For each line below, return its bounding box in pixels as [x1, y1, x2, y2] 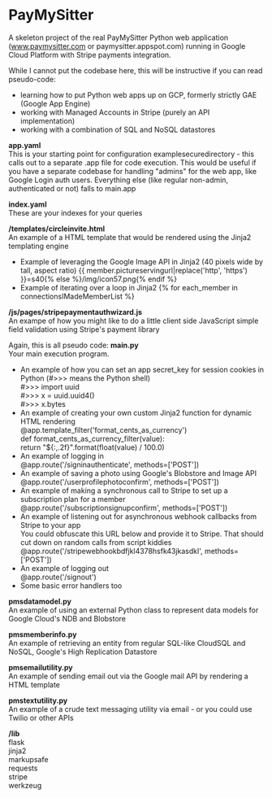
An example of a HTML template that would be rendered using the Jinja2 [8, 232, 252, 242]
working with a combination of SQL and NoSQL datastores [19, 124, 216, 134]
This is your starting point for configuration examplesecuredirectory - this [8, 149, 254, 159]
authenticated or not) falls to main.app [8, 183, 136, 193]
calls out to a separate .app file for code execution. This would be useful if [8, 157, 257, 168]
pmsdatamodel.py [8, 596, 71, 606]
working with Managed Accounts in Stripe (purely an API [19, 107, 210, 117]
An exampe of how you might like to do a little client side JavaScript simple [8, 316, 259, 325]
